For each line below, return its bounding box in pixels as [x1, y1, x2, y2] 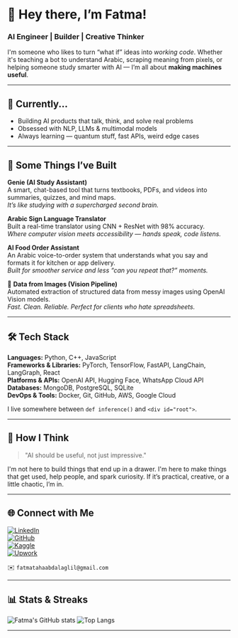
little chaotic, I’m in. [7, 479, 64, 488]
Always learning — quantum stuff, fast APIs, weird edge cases [17, 132, 200, 141]
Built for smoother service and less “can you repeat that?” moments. [7, 266, 208, 275]
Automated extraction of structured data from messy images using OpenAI [7, 287, 225, 296]
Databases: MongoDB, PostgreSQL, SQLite [7, 383, 134, 392]
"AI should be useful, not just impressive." [24, 451, 147, 459]
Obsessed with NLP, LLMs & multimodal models [17, 124, 158, 133]
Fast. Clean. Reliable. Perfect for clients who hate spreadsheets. [7, 302, 195, 312]
